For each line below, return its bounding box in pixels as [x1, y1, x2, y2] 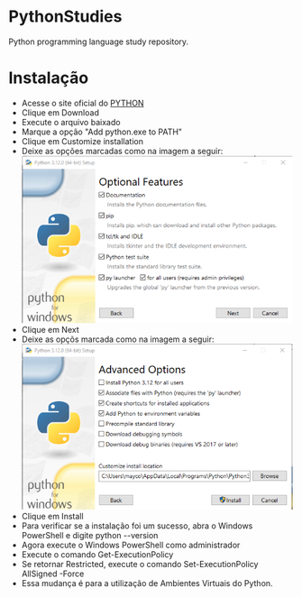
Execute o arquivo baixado [21, 116, 121, 127]
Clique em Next [21, 324, 80, 335]
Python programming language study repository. [8, 36, 189, 47]
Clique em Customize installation [21, 135, 143, 146]
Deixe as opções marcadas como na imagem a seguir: [21, 145, 224, 156]
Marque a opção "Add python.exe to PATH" [21, 126, 182, 137]
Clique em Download [21, 106, 100, 118]
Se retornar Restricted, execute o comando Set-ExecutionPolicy [21, 559, 259, 570]
